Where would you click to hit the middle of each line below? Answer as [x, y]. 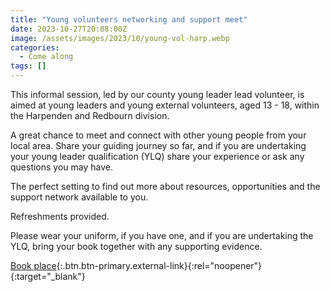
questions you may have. [62, 167]
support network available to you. [79, 197]
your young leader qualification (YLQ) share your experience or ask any [157, 156]
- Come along [46, 57]
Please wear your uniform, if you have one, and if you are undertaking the [162, 235]
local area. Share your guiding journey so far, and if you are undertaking [158, 145]
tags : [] [28, 66]
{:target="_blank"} [48, 276]
